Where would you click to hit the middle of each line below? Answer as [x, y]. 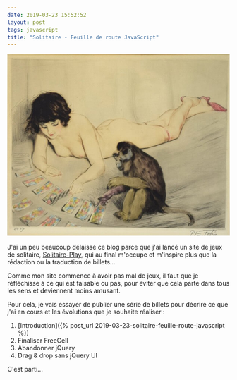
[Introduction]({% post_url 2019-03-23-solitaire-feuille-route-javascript [121, 325]
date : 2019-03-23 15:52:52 [47, 15]
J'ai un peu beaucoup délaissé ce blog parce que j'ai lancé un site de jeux [115, 247]
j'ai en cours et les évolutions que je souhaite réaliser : [86, 312]
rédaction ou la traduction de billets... [61, 262]
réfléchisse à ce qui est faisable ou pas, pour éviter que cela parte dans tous [119, 283]
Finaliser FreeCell [43, 340]
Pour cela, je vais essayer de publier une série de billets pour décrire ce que [118, 304]
